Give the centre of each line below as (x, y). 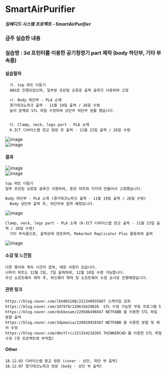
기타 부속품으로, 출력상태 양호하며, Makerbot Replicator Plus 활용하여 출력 (81, 234)
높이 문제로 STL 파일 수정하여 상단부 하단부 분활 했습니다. (62, 111)
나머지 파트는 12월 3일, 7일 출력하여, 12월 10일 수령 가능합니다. (65, 272)
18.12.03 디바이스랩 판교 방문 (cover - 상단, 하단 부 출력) (62, 361)
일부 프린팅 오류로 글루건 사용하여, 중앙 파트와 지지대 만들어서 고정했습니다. (74, 189)
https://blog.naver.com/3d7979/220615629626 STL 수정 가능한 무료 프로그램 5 (83, 306)
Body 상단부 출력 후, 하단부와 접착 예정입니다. (52, 204)
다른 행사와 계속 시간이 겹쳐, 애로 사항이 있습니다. (51, 267)
